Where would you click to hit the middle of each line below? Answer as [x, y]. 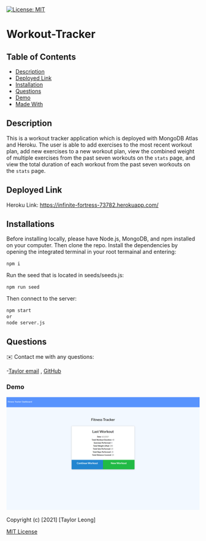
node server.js [26, 323]
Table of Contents [41, 57]
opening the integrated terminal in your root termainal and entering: [91, 252]
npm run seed [23, 287]
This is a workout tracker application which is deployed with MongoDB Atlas [102, 138]
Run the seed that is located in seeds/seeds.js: [65, 275]
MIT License [22, 531]
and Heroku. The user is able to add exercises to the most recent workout [99, 145]
